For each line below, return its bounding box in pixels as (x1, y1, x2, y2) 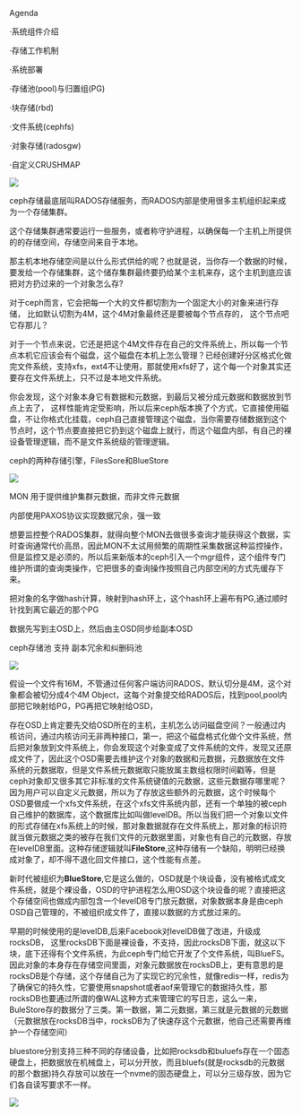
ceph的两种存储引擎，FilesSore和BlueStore (9, 455, 169, 465)
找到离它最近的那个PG (16, 604, 99, 615)
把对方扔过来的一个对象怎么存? (9, 278, 124, 289)
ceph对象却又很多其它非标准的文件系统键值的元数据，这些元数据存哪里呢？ (9, 775, 288, 786)
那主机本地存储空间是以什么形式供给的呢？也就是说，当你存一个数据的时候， (9, 255, 292, 266)
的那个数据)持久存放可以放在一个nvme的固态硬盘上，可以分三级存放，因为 (9, 1068, 284, 1078)
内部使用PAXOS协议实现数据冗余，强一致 (9, 510, 161, 521)
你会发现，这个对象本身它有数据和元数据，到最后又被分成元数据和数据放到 (9, 392, 284, 402)
